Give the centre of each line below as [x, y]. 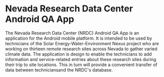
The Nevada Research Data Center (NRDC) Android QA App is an [72, 33]
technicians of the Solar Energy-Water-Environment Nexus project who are [82, 43]
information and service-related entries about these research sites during [81, 59]
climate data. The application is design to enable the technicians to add [78, 54]
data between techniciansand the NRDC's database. [59, 70]
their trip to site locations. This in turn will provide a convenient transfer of [81, 65]
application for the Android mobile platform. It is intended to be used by [79, 38]
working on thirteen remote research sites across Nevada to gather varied [81, 49]
